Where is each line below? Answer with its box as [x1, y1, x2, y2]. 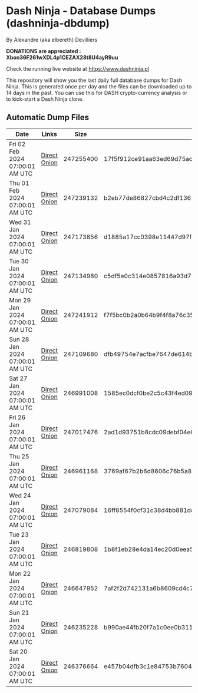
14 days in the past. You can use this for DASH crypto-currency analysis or [6, 89, 187, 96]
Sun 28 [9, 335, 29, 343]
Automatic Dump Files [6, 113, 90, 123]
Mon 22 [9, 569, 31, 577]
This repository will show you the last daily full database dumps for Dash [6, 77, 183, 84]
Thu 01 [9, 179, 29, 187]
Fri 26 [9, 413, 26, 421]
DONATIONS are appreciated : [6, 47, 81, 54]
